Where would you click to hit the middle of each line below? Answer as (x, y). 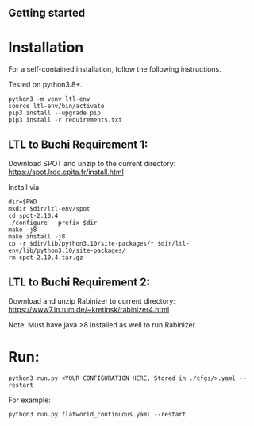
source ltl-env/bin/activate (56, 106)
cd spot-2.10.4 (33, 216)
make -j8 (23, 230)
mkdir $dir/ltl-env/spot (49, 209)
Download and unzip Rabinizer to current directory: (92, 300)
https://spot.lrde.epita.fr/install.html (66, 172)
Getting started (47, 13)
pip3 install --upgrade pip (55, 113)
